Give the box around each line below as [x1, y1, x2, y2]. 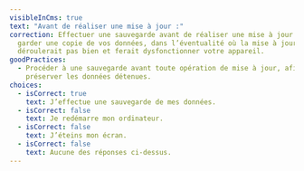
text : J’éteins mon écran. [25, 131, 128, 140]
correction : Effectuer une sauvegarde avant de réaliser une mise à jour [9, 30, 294, 39]
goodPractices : [9, 55, 67, 64]
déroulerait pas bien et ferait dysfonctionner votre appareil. [17, 47, 265, 56]
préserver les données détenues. [25, 72, 152, 81]
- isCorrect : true [17, 89, 88, 98]
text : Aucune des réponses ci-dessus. [25, 147, 172, 157]
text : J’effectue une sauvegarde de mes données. [25, 97, 217, 107]
